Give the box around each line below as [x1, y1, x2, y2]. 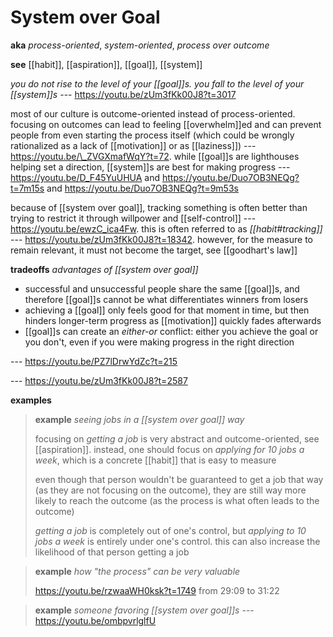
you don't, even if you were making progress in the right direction [24, 336, 295, 348]
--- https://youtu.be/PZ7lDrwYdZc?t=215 [10, 355, 178, 367]
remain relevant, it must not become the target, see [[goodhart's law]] [10, 244, 298, 256]
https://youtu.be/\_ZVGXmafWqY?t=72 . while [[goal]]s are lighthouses [10, 150, 300, 162]
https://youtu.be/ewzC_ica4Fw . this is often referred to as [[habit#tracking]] [10, 222, 323, 235]
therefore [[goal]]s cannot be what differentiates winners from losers [24, 293, 309, 305]
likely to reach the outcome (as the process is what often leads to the [34, 494, 320, 506]
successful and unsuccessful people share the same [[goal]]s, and [24, 282, 300, 295]
